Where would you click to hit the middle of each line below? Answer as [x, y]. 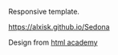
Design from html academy [53, 42]
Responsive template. [44, 12]
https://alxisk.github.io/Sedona [59, 27]
